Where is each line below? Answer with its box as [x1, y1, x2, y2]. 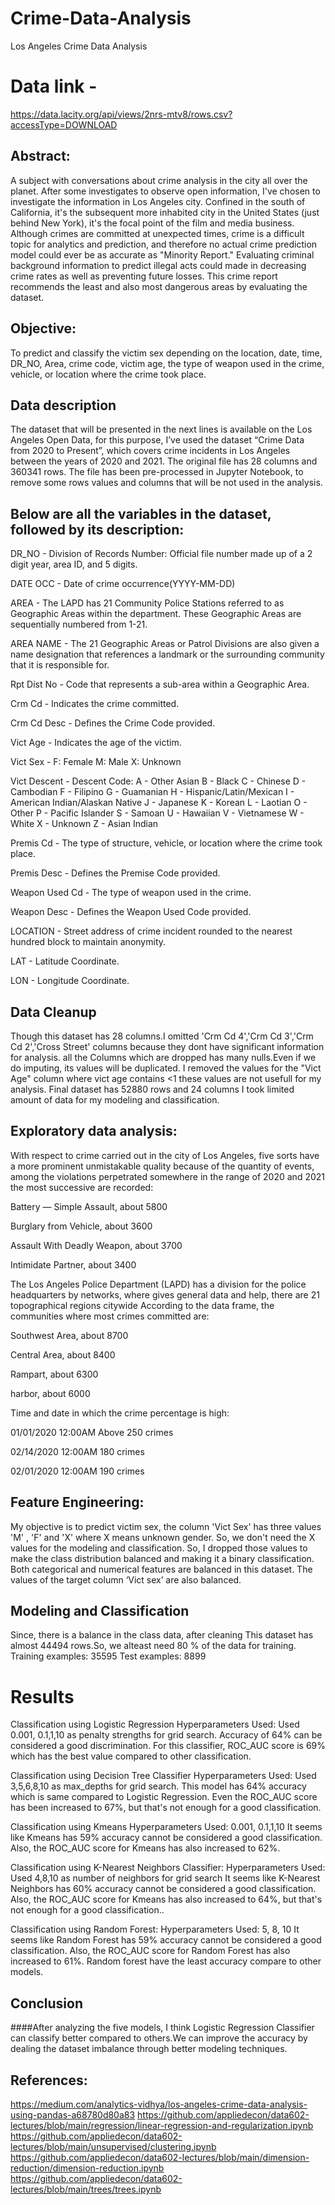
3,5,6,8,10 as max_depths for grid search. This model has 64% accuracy [10, 1780, 307, 1792]
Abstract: [10, 148, 71, 165]
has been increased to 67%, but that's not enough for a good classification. [10, 1802, 322, 1814]
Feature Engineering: [10, 1494, 145, 1511]
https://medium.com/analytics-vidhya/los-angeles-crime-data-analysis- [10, 2098, 308, 2110]
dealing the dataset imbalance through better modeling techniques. [10, 2043, 288, 2055]
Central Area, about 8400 [10, 1348, 116, 1361]
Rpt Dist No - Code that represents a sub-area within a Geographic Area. [10, 678, 310, 691]
